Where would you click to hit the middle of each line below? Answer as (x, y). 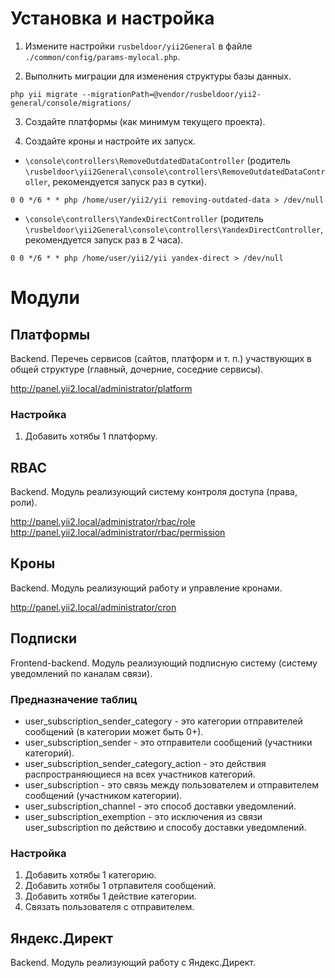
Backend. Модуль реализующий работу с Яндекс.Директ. (133, 963)
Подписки (44, 638)
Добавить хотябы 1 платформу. (91, 436)
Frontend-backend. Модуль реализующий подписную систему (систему (164, 663)
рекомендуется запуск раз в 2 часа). (104, 239)
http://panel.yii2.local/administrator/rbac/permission (118, 533)
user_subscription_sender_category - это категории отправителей (163, 721)
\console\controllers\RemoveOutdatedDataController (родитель (157, 160)
